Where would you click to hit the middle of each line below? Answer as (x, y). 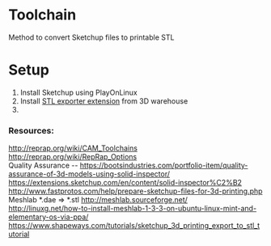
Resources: (31, 130)
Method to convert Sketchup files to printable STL (91, 37)
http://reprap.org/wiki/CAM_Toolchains (73, 148)
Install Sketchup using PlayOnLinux (78, 92)
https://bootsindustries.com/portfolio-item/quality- (164, 165)
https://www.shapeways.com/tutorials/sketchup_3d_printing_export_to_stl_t (134, 226)
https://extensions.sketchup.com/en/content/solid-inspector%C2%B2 (125, 183)
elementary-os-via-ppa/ (49, 217)
